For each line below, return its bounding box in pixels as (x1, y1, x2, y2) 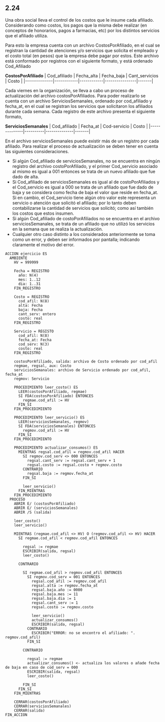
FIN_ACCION (5, 712, 28, 717)
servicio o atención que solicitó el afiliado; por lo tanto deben (12, 199, 136, 206)
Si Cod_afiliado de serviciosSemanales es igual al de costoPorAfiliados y (12, 179, 160, 185)
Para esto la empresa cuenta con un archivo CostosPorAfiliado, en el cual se (5, 42, 160, 48)
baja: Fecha (18, 307, 43, 312)
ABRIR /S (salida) (14, 510, 52, 515)
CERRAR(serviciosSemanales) (14, 704, 71, 709)
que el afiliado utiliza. (5, 33, 48, 38)
